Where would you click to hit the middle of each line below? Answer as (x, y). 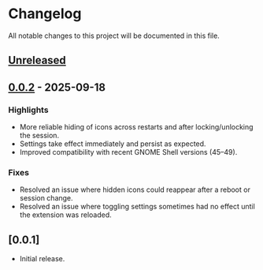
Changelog (45, 14)
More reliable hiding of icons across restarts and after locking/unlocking (136, 127)
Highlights (28, 110)
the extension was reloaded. (65, 215)
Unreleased (37, 60)
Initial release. (42, 259)
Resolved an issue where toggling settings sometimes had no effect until (137, 207)
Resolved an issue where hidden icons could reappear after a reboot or (135, 189)
